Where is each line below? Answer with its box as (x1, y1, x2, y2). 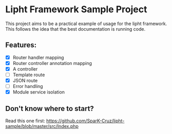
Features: (5, 41, 37, 50)
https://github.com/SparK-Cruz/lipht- (46, 118, 125, 124)
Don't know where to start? (5, 104, 94, 113)
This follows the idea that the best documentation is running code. (5, 26, 145, 32)
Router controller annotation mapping (12, 60, 92, 66)
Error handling (12, 83, 43, 90)
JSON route (12, 78, 38, 83)
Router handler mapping (12, 54, 64, 60)
